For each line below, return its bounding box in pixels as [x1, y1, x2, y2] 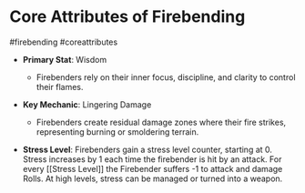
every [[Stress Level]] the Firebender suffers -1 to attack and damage [22, 163, 283, 174]
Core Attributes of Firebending [9, 6, 246, 27]
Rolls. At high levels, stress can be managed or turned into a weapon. [22, 173, 283, 184]
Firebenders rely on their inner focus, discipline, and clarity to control [36, 71, 296, 83]
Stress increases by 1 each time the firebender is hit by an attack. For [22, 153, 282, 165]
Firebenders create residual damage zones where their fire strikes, [36, 117, 287, 127]
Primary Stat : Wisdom [22, 54, 107, 65]
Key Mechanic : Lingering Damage [22, 98, 152, 110]
